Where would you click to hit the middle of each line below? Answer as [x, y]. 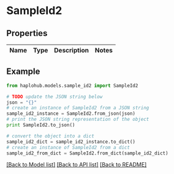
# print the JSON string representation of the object [78, 120]
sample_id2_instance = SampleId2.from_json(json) [71, 114]
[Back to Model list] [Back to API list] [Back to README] [77, 165]
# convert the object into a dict [51, 136]
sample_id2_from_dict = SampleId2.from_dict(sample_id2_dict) [87, 153]
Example [23, 72]
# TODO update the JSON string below [55, 96]
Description [71, 50]
